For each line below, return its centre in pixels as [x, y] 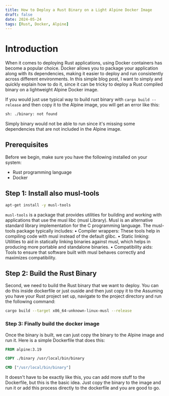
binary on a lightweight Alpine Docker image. [52, 90]
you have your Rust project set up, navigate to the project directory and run [83, 296]
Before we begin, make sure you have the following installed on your [76, 157]
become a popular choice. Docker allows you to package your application [82, 68]
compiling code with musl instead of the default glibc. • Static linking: [77, 236]
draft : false [19, 15]
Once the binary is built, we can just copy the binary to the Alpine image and [84, 335]
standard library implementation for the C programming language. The [78, 225]
